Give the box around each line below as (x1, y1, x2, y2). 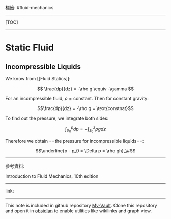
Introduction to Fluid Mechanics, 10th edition (5, 173, 99, 179)
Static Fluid (5, 42, 54, 53)
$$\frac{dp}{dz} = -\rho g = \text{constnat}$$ (37, 105, 134, 111)
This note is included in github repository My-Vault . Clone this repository (5, 202, 157, 208)
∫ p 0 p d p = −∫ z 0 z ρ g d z (65, 125, 106, 134)
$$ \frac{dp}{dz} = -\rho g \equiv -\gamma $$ (37, 86, 134, 92)
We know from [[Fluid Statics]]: (5, 76, 71, 81)
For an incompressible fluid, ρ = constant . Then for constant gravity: (5, 96, 149, 101)
